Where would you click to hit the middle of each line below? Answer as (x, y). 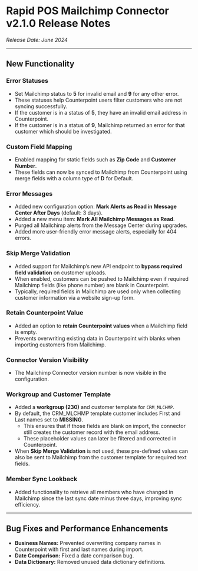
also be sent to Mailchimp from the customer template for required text (100, 458)
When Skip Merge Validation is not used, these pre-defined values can (101, 451)
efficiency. (27, 504)
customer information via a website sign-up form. (75, 297)
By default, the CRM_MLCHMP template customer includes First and (98, 413)
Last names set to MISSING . (49, 420)
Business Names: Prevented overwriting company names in (88, 543)
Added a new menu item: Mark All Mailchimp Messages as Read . (95, 219)
